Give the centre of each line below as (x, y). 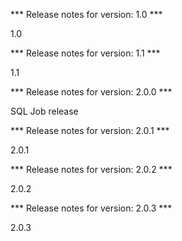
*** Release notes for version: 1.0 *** (86, 14)
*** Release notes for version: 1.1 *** (85, 53)
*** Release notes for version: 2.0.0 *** (91, 92)
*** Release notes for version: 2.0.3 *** (91, 208)
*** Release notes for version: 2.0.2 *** (91, 169)
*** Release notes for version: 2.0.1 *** (90, 130)
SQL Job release (44, 111)
